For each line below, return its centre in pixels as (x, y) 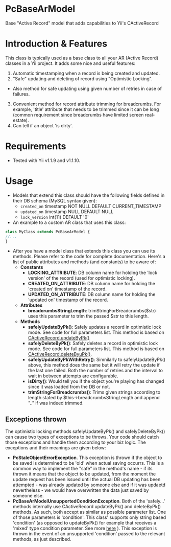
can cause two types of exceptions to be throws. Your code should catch (82, 437)
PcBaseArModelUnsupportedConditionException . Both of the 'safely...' (89, 501)
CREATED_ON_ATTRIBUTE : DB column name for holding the (92, 284)
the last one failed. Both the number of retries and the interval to (95, 371)
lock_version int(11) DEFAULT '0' (55, 217)
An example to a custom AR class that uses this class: (69, 222)
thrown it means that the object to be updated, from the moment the (84, 474)
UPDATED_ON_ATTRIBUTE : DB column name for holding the (92, 294)
